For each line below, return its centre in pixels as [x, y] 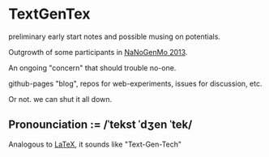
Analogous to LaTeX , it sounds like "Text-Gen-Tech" [95, 144]
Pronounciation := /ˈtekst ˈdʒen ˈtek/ [100, 125]
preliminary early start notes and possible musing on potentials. [115, 36]
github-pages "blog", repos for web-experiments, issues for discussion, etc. [135, 83]
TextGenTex [49, 14]
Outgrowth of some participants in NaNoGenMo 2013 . [98, 52]
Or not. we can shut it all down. [60, 99]
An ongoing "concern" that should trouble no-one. [92, 68]
